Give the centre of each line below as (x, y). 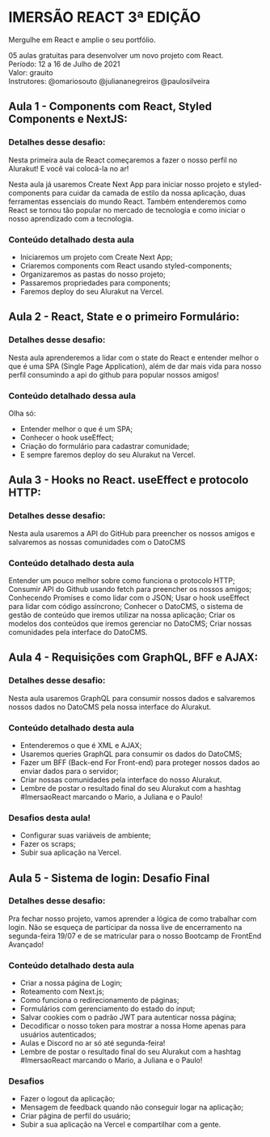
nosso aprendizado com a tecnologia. (71, 218)
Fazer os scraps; (48, 844)
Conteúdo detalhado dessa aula (72, 395)
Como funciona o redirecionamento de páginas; (99, 1000)
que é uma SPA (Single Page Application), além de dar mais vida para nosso (135, 366)
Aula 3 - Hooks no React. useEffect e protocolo (129, 480)
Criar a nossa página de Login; (71, 983)
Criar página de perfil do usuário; (75, 1116)
